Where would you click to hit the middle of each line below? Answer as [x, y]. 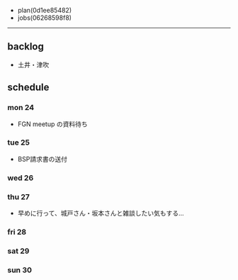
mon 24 [21, 108]
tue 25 [19, 142]
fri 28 [17, 232]
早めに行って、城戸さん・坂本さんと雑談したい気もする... [101, 213]
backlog [26, 46]
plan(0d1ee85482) [45, 10]
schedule [28, 88]
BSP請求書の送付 [42, 159]
